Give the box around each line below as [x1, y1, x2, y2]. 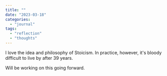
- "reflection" [10, 31, 42, 36]
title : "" [5, 7, 26, 13]
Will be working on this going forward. [5, 64, 85, 71]
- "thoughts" [10, 36, 38, 41]
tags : [5, 26, 17, 31]
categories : [5, 17, 30, 22]
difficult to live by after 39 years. [5, 55, 74, 61]
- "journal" [10, 21, 36, 27]
